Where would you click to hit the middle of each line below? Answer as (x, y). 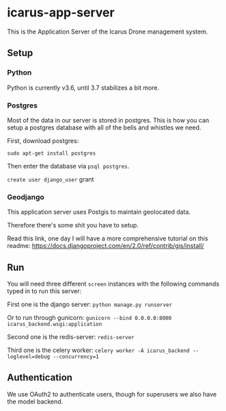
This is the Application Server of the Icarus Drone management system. (108, 32)
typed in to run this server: (44, 291)
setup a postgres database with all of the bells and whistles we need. (104, 127)
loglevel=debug (29, 357)
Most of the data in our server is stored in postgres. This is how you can (108, 120)
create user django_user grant (51, 179)
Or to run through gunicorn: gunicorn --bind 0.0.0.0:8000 (89, 318)
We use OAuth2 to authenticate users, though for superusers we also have (112, 394)
